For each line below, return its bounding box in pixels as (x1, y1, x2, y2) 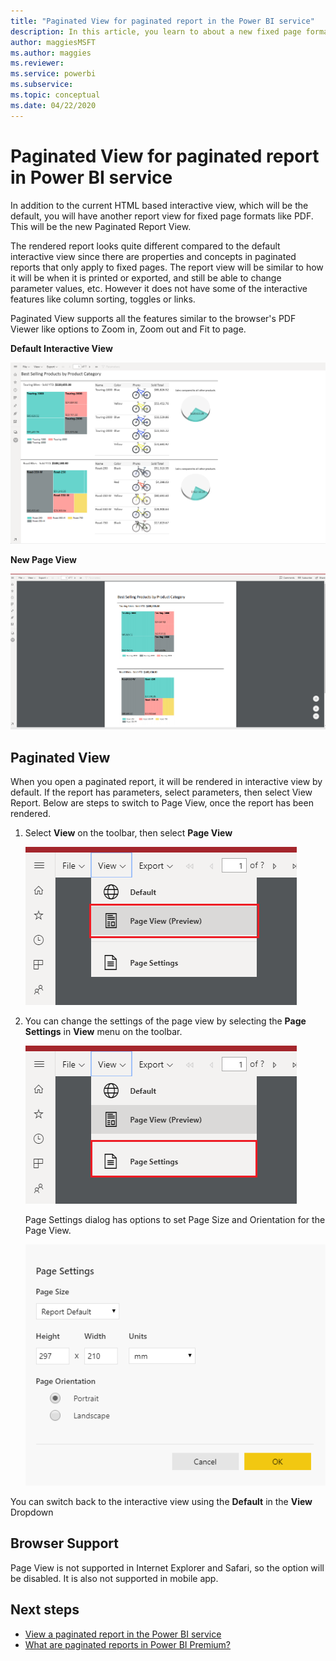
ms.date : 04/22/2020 (10, 100, 97, 110)
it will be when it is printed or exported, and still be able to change (10, 271, 282, 284)
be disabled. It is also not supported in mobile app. (10, 1572, 219, 1584)
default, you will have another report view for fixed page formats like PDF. (10, 210, 314, 222)
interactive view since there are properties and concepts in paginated (10, 250, 297, 262)
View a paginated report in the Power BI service (24, 1628, 222, 1640)
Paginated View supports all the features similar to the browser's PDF (10, 312, 297, 324)
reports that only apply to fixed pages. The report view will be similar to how (10, 261, 324, 273)
